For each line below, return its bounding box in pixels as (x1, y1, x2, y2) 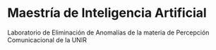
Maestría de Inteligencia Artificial (7, 5, 207, 21)
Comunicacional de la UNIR (7, 35, 87, 44)
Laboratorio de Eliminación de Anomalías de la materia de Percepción (7, 28, 210, 37)
